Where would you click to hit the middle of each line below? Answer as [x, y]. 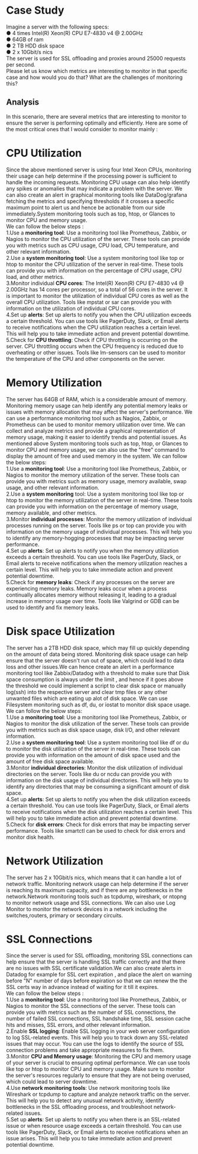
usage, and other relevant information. [53, 487]
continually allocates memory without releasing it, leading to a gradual [91, 595]
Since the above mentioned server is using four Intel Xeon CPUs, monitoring [99, 169]
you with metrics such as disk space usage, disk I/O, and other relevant [93, 730]
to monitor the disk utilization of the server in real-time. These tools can [93, 749]
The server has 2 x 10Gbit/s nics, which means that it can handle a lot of [94, 877]
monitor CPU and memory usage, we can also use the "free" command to [96, 449]
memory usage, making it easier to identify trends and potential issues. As [96, 437]
